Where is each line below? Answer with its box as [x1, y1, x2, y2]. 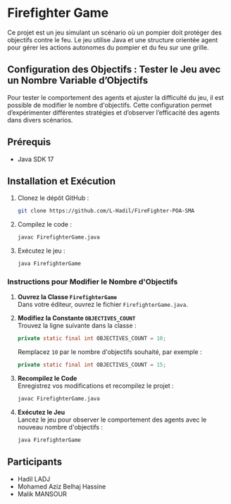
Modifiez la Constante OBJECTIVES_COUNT [17, 314, 136, 322]
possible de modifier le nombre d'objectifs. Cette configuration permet [7, 101, 213, 109]
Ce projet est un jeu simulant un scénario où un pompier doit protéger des [7, 28, 222, 37]
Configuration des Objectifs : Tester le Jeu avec [7, 63, 221, 75]
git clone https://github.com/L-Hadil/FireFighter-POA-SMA [17, 208, 195, 215]
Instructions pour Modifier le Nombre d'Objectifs [7, 277, 178, 286]
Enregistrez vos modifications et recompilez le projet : [17, 382, 174, 390]
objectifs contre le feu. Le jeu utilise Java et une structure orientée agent [7, 35, 218, 44]
